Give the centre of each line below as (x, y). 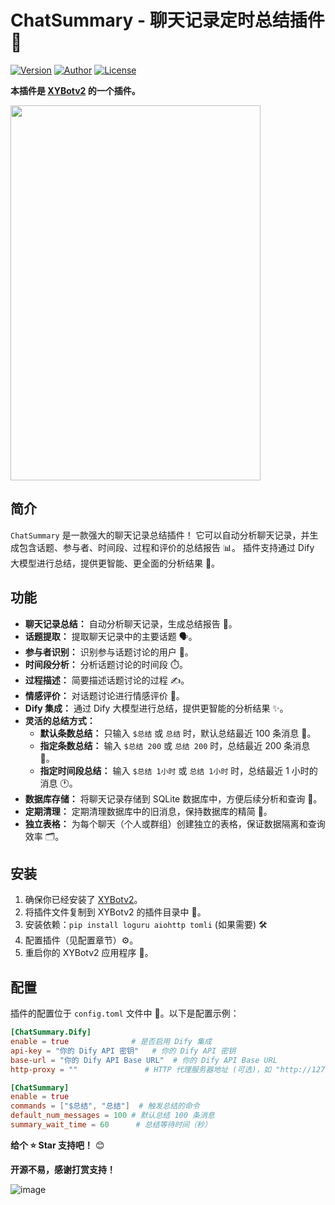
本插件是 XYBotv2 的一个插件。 (75, 90)
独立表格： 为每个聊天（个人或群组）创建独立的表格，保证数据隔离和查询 (175, 823)
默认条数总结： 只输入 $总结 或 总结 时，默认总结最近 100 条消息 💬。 (178, 733)
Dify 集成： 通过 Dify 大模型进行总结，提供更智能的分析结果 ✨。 (156, 708)
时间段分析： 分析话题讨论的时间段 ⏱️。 (106, 664)
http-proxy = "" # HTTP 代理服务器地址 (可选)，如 (141, 1069)
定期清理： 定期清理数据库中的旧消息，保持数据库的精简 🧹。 (148, 811)
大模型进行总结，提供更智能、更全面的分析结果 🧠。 (115, 563)
